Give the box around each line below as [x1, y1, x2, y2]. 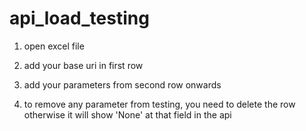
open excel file [23, 40, 85, 52]
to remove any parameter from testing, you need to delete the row [23, 98, 296, 110]
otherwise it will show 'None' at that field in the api [23, 108, 232, 121]
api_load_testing [9, 7, 150, 30]
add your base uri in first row [23, 59, 144, 71]
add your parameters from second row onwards [23, 78, 222, 91]
